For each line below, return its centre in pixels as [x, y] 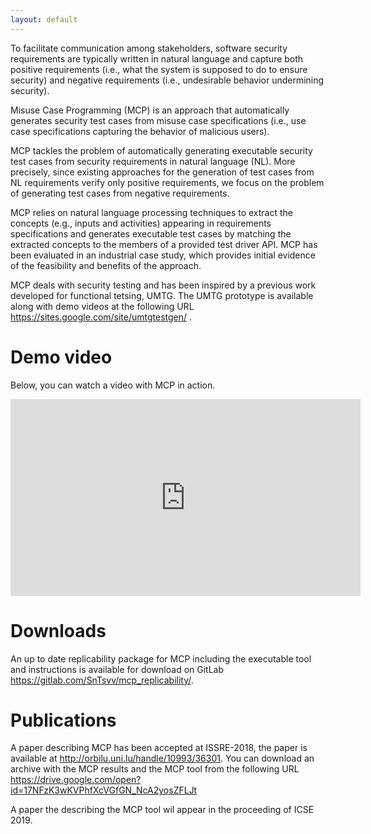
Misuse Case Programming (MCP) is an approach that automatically [150, 110]
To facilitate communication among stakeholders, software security [149, 48]
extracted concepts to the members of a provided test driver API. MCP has [164, 244]
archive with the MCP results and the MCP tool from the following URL [155, 769]
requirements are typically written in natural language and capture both [157, 58]
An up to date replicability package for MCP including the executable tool [161, 658]
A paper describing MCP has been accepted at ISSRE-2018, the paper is [159, 748]
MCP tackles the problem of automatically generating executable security [161, 150]
